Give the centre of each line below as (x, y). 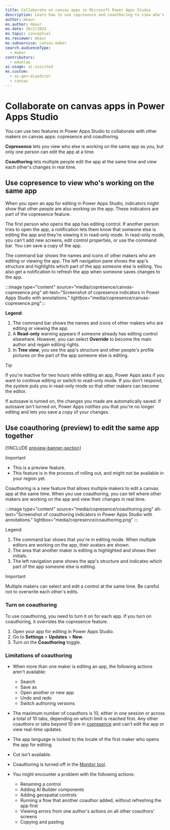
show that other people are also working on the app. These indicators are (82, 209)
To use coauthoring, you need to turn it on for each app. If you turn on (78, 616)
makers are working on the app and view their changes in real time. (76, 499)
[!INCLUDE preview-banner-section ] (43, 448)
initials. (20, 556)
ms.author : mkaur (24, 24)
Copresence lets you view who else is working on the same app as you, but (84, 146)
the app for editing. (33, 745)
